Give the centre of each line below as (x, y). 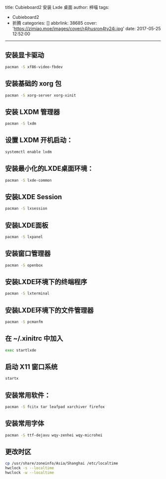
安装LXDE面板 (27, 225)
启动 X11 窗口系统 (31, 367)
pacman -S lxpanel (24, 237)
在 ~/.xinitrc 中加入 (34, 338)
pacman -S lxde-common (28, 180)
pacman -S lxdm (21, 124)
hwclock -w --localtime (30, 473)
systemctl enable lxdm (28, 152)
